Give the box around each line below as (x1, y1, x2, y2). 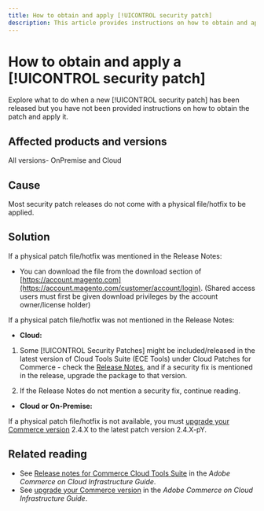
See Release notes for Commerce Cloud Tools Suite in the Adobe (19, 469, 230, 478)
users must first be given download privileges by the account (19, 292, 218, 301)
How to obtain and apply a (8, 53, 182, 71)
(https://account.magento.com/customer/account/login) (19, 283, 201, 292)
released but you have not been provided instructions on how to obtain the (8, 104, 250, 113)
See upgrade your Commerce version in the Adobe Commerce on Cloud (19, 485, 254, 494)
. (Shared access (200, 283, 255, 292)
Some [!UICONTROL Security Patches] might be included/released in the (19, 345, 255, 355)
